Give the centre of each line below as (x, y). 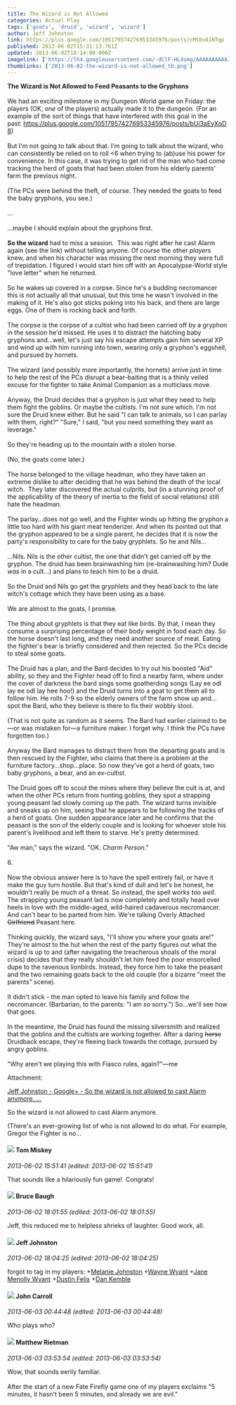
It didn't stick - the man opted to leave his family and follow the (98, 996)
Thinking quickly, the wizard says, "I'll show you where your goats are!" (111, 937)
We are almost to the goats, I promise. (62, 608)
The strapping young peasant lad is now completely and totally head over (113, 899)
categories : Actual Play (44, 20)
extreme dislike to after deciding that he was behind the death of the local (114, 481)
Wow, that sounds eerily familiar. (54, 1371)
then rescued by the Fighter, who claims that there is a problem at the (108, 758)
